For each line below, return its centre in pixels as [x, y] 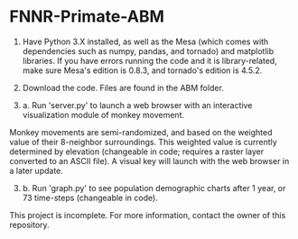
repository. [29, 225]
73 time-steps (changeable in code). [90, 198]
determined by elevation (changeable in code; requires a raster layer [137, 152]
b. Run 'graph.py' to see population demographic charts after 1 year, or [154, 188]
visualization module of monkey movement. [103, 115]
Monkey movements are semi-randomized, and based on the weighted [141, 132]
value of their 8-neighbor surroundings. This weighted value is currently [143, 142]
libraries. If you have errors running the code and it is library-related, [149, 60]
